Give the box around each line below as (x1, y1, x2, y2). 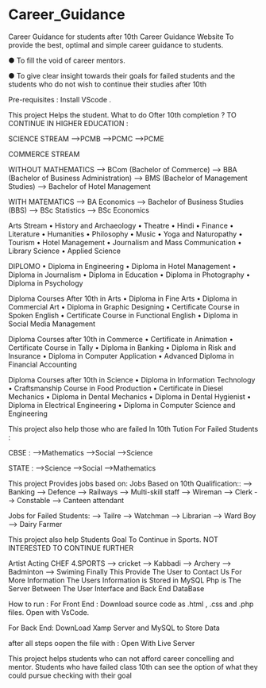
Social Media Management (8, 319, 96, 329)
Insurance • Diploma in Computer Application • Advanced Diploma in (8, 351, 234, 360)
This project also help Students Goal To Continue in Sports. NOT (8, 534, 218, 544)
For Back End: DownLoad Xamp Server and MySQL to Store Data (8, 623, 220, 632)
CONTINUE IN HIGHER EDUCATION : (8, 118, 129, 128)
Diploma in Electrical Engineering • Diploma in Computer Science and (8, 400, 236, 409)
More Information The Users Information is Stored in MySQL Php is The (8, 575, 241, 585)
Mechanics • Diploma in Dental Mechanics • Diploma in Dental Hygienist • (8, 391, 252, 402)
